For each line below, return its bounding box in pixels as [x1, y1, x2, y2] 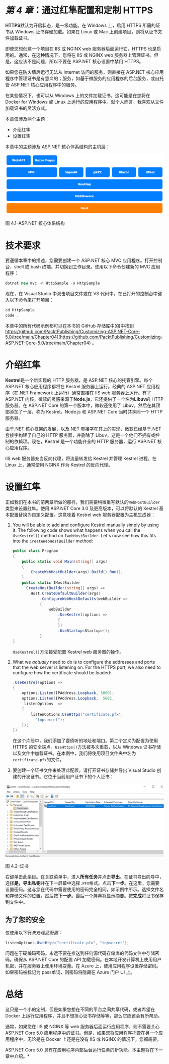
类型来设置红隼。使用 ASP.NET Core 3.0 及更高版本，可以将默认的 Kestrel [5, 505, 158, 511]
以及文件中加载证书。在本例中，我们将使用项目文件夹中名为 [12, 750, 136, 756]
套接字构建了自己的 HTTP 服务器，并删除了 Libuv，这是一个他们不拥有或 [5, 432, 156, 438]
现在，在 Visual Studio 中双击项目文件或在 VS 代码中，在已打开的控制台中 [5, 291, 158, 297]
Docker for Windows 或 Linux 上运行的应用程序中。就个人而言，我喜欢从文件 [5, 99, 164, 105]
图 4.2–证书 [5, 863, 29, 869]
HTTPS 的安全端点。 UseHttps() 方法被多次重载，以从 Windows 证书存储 [12, 744, 161, 750]
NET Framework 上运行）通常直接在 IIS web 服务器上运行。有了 [20, 390, 152, 396]
